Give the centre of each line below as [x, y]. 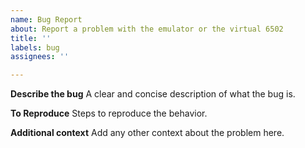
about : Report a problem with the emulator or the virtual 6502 [147, 29]
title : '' [31, 38]
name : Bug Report [46, 19]
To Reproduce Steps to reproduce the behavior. [109, 113]
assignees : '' [40, 57]
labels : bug [35, 47]
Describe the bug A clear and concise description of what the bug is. [153, 94]
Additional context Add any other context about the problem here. [147, 133]
